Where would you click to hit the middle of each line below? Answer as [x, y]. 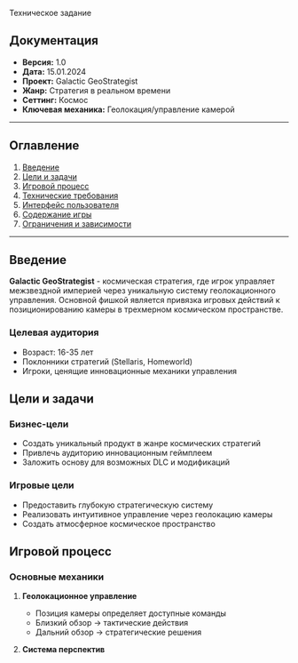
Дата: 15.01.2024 [54, 71]
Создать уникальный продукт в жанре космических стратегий [141, 443]
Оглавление [44, 146]
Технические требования [70, 196]
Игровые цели [42, 485]
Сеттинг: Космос [55, 100]
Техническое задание [50, 13]
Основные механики [57, 577]
